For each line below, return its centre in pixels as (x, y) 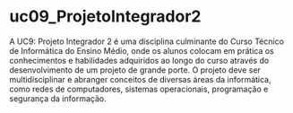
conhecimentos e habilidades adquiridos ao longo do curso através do (139, 60)
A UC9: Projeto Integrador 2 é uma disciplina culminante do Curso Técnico (147, 41)
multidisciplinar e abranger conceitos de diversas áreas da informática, (140, 79)
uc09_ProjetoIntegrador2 (105, 17)
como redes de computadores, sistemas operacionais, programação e (139, 89)
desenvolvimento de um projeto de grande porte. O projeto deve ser (135, 70)
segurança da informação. (58, 98)
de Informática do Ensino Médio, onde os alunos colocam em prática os (142, 50)
